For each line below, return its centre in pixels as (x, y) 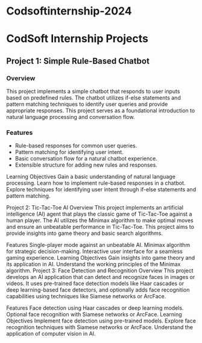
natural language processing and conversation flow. (71, 117)
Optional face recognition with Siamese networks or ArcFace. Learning (94, 315)
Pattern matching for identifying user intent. (69, 152)
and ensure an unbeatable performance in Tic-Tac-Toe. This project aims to (100, 227)
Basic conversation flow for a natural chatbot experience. (86, 159)
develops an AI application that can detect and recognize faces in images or (101, 277)
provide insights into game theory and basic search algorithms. (85, 233)
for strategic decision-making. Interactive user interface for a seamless (94, 251)
